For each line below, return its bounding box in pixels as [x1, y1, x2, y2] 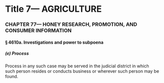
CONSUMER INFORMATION [5, 27, 72, 34]
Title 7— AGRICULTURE [5, 3, 102, 15]
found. [5, 73, 19, 79]
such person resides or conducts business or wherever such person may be [5, 68, 160, 74]
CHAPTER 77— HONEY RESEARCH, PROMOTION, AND [5, 21, 137, 28]
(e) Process [5, 51, 29, 56]
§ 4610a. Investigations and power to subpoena [5, 39, 104, 45]
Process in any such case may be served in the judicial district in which [5, 63, 149, 69]
